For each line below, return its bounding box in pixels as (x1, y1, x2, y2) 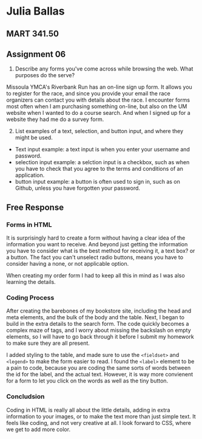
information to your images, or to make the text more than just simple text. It (6, 412, 196, 420)
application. (15, 171, 45, 179)
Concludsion (6, 392, 45, 401)
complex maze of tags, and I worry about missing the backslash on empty (6, 327, 191, 334)
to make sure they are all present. (6, 339, 90, 347)
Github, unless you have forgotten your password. (15, 184, 141, 192)
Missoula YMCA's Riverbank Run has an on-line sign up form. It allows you (6, 83, 192, 91)
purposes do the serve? (15, 72, 75, 79)
